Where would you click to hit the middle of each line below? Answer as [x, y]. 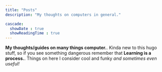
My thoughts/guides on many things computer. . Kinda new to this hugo [81, 48]
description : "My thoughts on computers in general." [63, 15]
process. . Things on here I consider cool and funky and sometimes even [81, 58]
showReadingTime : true [35, 33]
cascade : [14, 24]
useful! [12, 64]
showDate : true [27, 28]
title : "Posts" [21, 10]
